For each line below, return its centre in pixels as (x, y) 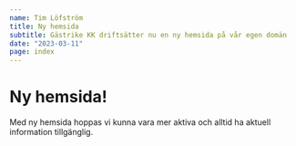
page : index (32, 52)
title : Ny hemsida (44, 26)
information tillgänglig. (51, 132)
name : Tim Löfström (46, 18)
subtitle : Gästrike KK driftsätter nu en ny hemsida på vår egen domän (148, 35)
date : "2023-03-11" (46, 43)
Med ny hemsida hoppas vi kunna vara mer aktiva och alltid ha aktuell (140, 122)
